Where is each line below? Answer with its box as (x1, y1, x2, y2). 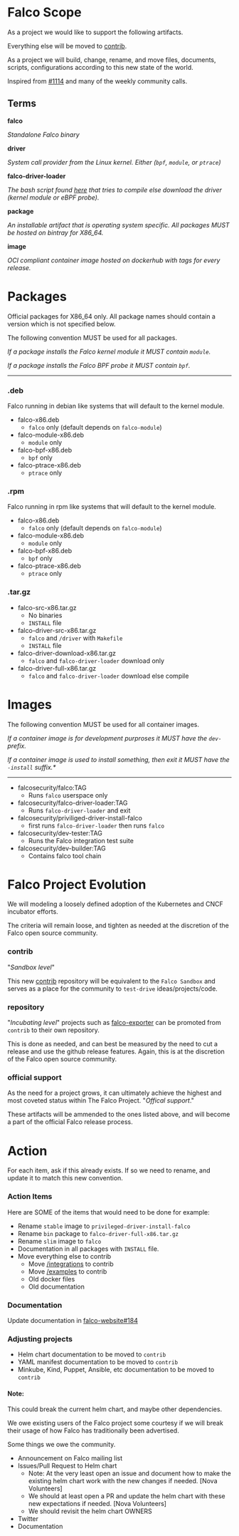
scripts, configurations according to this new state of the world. (7, 63, 193, 71)
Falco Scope (7, 4, 82, 21)
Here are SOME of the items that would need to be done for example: (7, 1207, 210, 1216)
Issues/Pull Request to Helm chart (17, 1462, 117, 1470)
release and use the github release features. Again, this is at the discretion (7, 1047, 225, 1056)
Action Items (7, 1192, 53, 1202)
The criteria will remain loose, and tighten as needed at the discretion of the (7, 921, 229, 930)
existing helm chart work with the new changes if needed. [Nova (28, 1477, 218, 1485)
